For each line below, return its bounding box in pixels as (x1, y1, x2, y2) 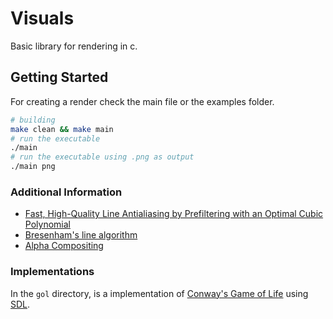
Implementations (10, 265, 95, 279)
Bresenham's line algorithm (24, 229, 138, 241)
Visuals (10, 7, 75, 30)
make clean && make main (10, 124, 114, 134)
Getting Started (10, 69, 109, 86)
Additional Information (10, 185, 123, 199)
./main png (10, 162, 56, 172)
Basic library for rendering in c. (10, 40, 138, 52)
